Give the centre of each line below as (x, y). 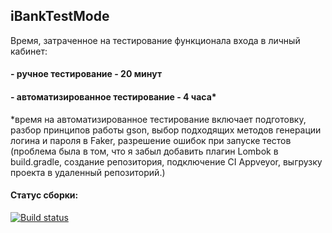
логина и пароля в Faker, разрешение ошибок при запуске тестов (151, 140)
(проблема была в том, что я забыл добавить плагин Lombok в (144, 151)
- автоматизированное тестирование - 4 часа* (113, 97)
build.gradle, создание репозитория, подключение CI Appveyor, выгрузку (166, 161)
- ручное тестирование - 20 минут (86, 74)
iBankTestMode (60, 16)
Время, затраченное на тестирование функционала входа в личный (155, 40)
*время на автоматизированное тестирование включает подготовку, (158, 119)
